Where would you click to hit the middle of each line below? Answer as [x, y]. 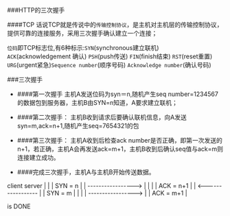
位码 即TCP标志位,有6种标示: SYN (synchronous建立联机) [83, 48]
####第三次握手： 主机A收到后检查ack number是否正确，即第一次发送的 [120, 140]
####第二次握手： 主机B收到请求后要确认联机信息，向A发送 [102, 117]
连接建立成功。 [38, 157]
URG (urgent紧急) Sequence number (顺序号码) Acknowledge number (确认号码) [109, 65]
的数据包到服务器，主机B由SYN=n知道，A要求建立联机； [97, 103]
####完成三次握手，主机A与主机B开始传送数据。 [86, 172]
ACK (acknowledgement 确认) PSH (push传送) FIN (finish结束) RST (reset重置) [110, 56]
